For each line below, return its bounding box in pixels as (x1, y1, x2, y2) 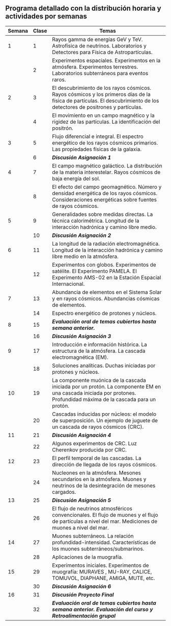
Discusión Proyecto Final (52, 591, 114, 598)
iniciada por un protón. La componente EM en (52, 383, 161, 390)
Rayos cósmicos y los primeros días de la (52, 90, 151, 98)
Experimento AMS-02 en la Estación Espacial (52, 274, 161, 281)
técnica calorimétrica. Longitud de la (52, 217, 139, 224)
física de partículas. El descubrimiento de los (52, 97, 159, 104)
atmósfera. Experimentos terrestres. (52, 63, 138, 70)
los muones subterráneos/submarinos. (52, 545, 145, 552)
